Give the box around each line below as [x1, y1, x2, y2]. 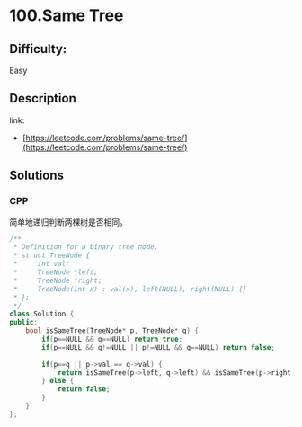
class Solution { [9, 309, 75, 319]
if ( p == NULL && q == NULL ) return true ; [41, 334, 182, 343]
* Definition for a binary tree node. [13, 243, 159, 252]
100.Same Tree [9, 5, 124, 26]
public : [9, 318, 39, 327]
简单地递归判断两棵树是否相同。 [9, 217, 128, 227]
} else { [41, 377, 75, 386]
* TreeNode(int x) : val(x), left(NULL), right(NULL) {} [13, 284, 247, 293]
